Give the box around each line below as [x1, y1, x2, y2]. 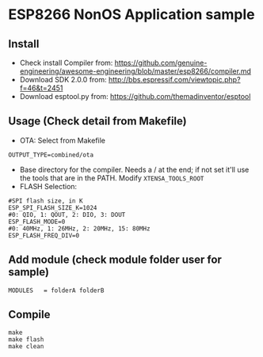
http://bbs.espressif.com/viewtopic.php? [108, 75, 241, 84]
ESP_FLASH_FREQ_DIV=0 [8, 231, 80, 239]
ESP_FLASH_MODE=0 [8, 218, 66, 226]
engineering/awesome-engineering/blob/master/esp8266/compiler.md [19, 66, 252, 76]
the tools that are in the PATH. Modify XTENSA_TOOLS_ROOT [19, 173, 204, 183]
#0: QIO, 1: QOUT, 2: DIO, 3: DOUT [8, 211, 126, 218]
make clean [8, 343, 44, 351]
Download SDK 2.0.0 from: [19, 75, 107, 84]
